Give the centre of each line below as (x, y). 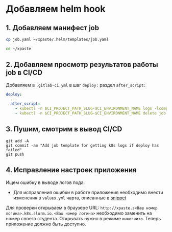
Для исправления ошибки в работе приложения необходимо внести (88, 192)
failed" (14, 150)
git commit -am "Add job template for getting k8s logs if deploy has (82, 145)
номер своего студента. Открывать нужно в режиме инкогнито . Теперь (83, 218)
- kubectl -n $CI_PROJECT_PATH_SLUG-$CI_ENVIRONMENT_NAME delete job (91, 113)
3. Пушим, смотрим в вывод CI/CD (64, 129)
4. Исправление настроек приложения (71, 170)
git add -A (17, 141)
